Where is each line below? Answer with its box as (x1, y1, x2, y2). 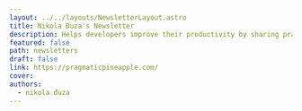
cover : (9, 72, 34, 81)
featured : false (9, 38, 70, 47)
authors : (9, 80, 42, 89)
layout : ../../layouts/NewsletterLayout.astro (9, 13, 187, 22)
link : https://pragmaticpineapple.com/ (9, 64, 159, 73)
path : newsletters (9, 47, 78, 55)
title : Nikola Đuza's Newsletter (9, 21, 135, 30)
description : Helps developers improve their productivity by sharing (9, 30, 280, 38)
